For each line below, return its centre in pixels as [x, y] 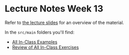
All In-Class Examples [35, 42]
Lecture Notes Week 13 [54, 9]
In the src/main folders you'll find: [40, 32]
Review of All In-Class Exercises [45, 47]
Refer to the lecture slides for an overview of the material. [64, 22]
